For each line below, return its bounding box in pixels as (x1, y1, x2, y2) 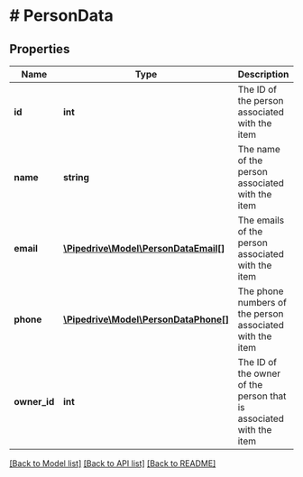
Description (237, 69, 289, 80)
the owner (237, 367, 281, 380)
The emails (237, 214, 285, 226)
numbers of (237, 297, 287, 308)
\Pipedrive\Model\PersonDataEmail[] (62, 243, 225, 254)
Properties (9, 41, 70, 57)
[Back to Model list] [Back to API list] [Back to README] (9, 458, 216, 469)
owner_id (14, 396, 55, 408)
